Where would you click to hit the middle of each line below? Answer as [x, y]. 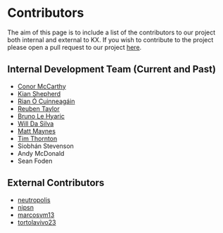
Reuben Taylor [38, 108]
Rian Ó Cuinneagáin [46, 101]
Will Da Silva [36, 124]
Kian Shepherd [39, 93]
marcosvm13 [36, 215]
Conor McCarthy [42, 86]
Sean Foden [35, 161]
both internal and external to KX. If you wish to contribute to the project [110, 39]
